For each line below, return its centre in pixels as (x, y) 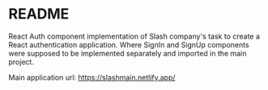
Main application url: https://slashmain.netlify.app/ (92, 77)
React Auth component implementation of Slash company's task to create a (134, 36)
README (39, 14)
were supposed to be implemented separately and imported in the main (128, 53)
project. (21, 62)
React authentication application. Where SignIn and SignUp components (129, 44)
